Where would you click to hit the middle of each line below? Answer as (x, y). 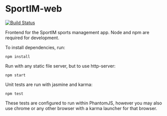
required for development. (32, 38)
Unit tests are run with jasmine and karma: (49, 84)
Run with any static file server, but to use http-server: (60, 66)
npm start (16, 75)
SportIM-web (34, 9)
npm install (18, 56)
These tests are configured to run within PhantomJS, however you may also (84, 103)
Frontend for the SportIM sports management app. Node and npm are (77, 32)
